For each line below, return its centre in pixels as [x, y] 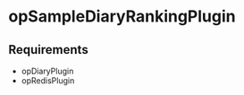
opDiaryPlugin [47, 71]
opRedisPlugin [48, 81]
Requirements [48, 50]
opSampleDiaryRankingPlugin [122, 17]
